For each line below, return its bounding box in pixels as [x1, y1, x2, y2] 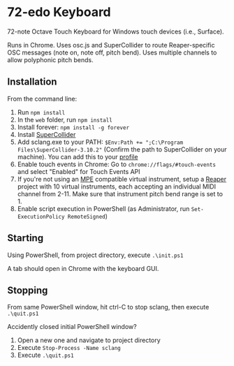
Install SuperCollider [17, 130, 76, 138]
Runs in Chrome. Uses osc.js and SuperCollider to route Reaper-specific [7, 41, 215, 49]
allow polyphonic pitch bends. [7, 55, 94, 64]
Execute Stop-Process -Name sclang [17, 344, 121, 352]
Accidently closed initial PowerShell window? [7, 323, 138, 331]
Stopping [7, 284, 48, 296]
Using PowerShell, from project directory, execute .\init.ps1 [7, 251, 184, 259]
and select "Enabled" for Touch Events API [17, 167, 141, 175]
